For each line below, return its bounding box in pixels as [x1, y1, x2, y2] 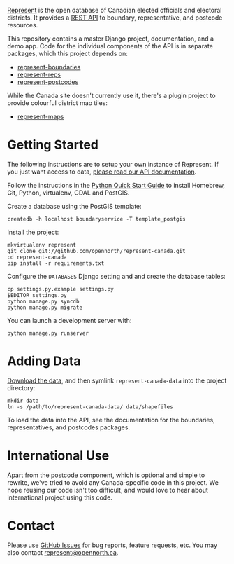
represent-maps [17, 112, 64, 121]
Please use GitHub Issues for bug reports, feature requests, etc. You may [7, 541, 218, 549]
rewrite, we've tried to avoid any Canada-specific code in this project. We [7, 478, 219, 486]
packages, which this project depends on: [7, 49, 128, 57]
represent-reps [17, 70, 61, 78]
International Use [7, 448, 110, 464]
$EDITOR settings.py [7, 291, 68, 298]
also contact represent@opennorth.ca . [7, 548, 119, 556]
